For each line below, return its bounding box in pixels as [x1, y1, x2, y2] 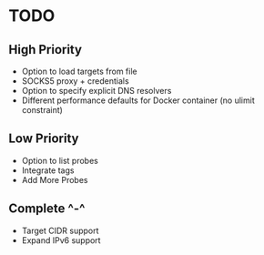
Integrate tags [21, 165, 75, 176]
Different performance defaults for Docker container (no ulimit [21, 95, 256, 106]
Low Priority [8, 131, 79, 147]
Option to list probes [21, 155, 99, 166]
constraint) [21, 105, 63, 115]
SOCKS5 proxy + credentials [21, 76, 129, 87]
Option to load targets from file [21, 66, 137, 76]
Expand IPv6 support [21, 234, 101, 246]
